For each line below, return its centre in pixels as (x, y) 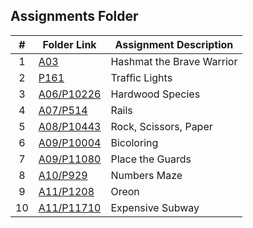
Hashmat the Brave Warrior (174, 61)
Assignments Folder (74, 16)
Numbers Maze (146, 175)
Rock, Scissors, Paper (161, 126)
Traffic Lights (141, 77)
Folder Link (69, 44)
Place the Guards (151, 159)
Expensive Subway (155, 207)
